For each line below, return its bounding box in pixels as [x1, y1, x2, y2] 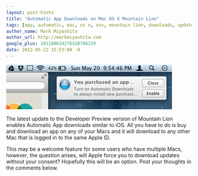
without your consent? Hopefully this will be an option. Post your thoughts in [6, 158, 192, 165]
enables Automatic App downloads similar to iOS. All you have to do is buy [6, 121, 187, 128]
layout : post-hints [6, 9, 54, 15]
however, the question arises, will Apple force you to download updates [6, 151, 180, 159]
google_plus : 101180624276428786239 [6, 41, 96, 47]
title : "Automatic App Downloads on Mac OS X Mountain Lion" [6, 15, 160, 22]
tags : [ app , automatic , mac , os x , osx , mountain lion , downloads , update [6, 22, 194, 28]
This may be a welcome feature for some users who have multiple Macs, [6, 145, 183, 152]
